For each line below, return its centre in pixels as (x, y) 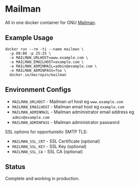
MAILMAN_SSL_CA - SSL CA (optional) (47, 151)
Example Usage (29, 38)
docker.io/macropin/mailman (38, 75)
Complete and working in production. (42, 179)
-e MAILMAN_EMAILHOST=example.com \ (47, 62)
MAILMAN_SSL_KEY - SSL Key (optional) (49, 146)
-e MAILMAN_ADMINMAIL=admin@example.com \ (53, 66)
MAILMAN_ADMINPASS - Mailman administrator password (66, 122)
